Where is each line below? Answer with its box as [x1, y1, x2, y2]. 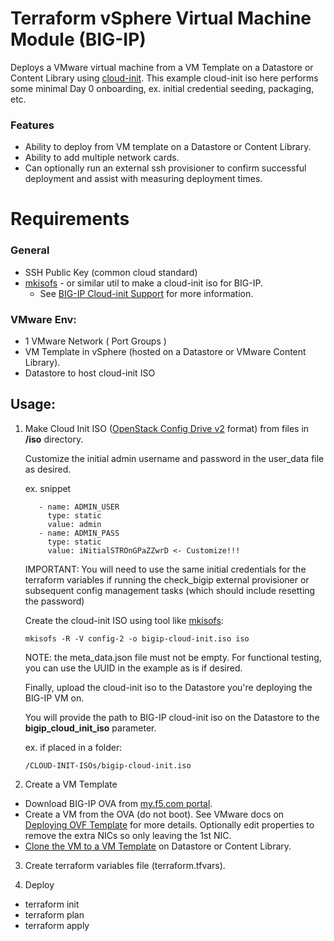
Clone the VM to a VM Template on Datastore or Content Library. [24, 840, 292, 852]
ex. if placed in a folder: [24, 741, 123, 753]
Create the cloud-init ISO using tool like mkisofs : [24, 614, 224, 626]
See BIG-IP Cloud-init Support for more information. [39, 287, 254, 299]
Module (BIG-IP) [10, 28, 147, 51]
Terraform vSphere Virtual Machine [10, 7, 312, 30]
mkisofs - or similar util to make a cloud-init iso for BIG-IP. [24, 277, 263, 289]
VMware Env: [10, 312, 77, 326]
